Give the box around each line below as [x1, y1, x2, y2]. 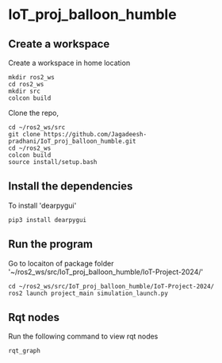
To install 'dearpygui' [8, 201, 77, 210]
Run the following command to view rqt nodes [8, 331, 159, 342]
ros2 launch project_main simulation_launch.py [8, 289, 169, 297]
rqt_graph [8, 347, 41, 355]
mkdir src [8, 87, 41, 95]
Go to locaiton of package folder [8, 258, 114, 268]
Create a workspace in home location [8, 58, 131, 67]
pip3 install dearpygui [8, 216, 87, 224]
